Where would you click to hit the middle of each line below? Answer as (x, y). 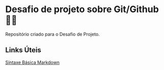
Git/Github (136, 9)
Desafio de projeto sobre (59, 9)
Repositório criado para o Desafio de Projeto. (53, 34)
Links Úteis (23, 50)
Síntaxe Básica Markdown (33, 62)
